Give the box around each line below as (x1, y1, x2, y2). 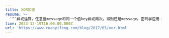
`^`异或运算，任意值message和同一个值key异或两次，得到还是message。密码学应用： (10, 16, 163, 21)
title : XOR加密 (5, 7, 36, 12)
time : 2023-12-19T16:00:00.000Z (5, 21, 73, 26)
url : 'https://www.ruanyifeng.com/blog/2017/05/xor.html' (5, 26, 129, 31)
